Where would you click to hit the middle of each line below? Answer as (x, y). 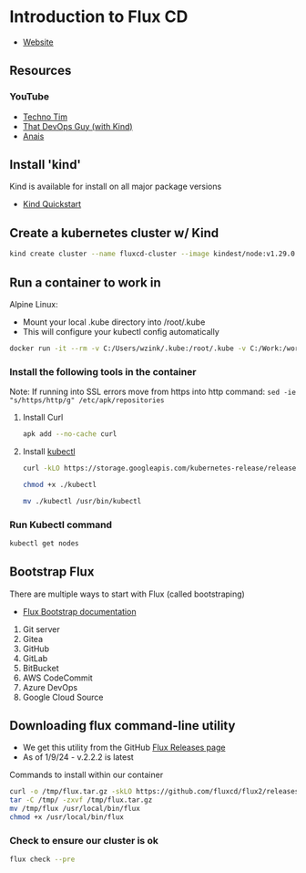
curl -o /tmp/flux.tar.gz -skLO (71, 792)
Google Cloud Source (63, 697)
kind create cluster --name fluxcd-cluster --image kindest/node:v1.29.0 (153, 254)
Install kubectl (49, 451)
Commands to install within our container (87, 775)
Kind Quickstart (52, 204)
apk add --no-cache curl (70, 434)
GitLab (35, 658)
